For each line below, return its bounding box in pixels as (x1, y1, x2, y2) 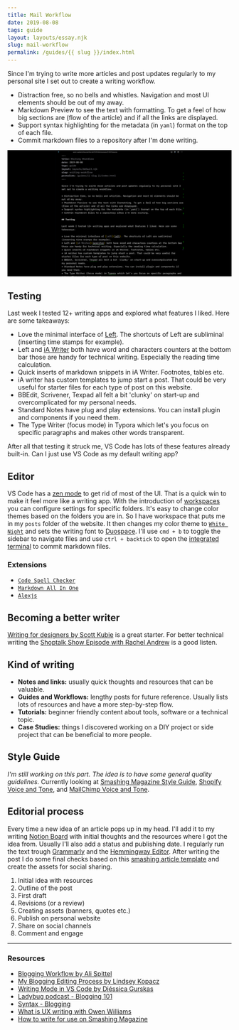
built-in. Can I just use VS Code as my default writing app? (7, 450, 179, 458)
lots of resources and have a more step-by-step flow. (17, 700, 174, 709)
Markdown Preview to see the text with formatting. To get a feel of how (17, 106, 226, 114)
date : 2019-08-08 (7, 18, 59, 26)
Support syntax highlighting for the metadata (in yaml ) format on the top (17, 121, 228, 129)
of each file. (17, 129, 53, 136)
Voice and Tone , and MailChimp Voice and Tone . (7, 785, 150, 793)
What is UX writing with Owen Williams (17, 1007, 132, 1016)
